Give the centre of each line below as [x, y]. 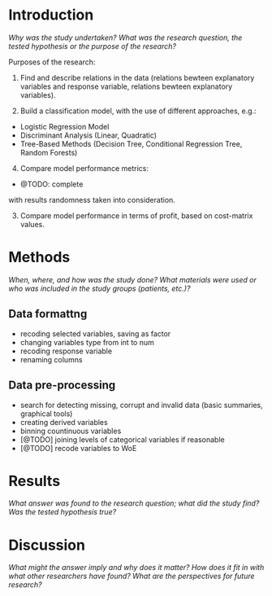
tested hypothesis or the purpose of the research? [93, 46]
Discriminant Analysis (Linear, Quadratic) [88, 135]
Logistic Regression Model [65, 126]
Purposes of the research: [52, 62]
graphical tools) [46, 414]
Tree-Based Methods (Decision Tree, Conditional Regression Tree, [131, 143]
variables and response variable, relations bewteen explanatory [126, 86]
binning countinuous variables [71, 431]
